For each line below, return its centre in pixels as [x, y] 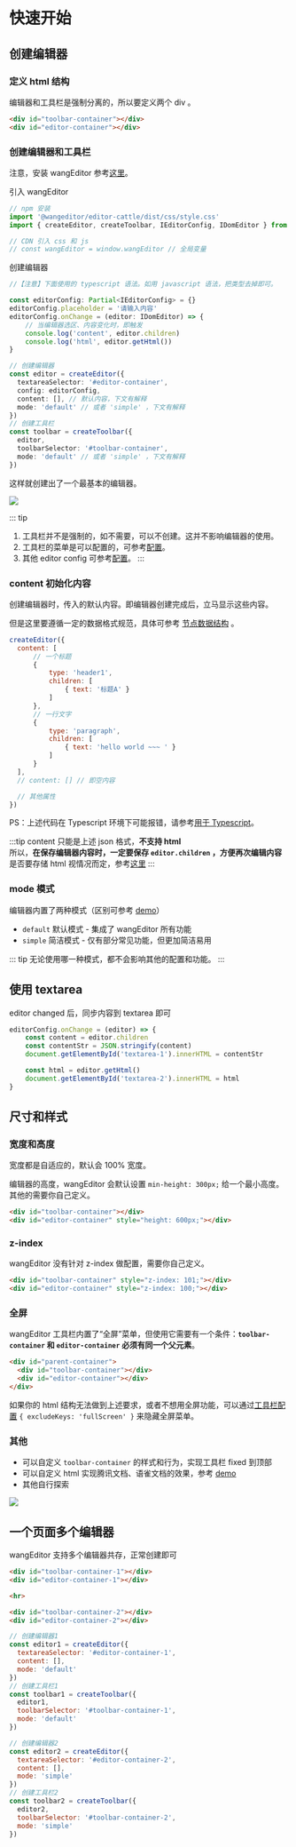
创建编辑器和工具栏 [50, 152]
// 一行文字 [52, 714]
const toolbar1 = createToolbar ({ [73, 1694]
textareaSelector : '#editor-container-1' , [97, 1653]
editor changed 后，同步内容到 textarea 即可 [90, 1013]
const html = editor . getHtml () [83, 1071]
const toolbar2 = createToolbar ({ [73, 1801]
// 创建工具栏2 [34, 1793]
